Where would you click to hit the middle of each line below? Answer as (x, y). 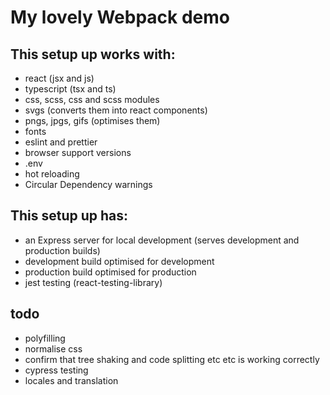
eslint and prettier (61, 142)
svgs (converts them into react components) (116, 110)
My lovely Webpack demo (120, 17)
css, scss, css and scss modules (92, 99)
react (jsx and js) (59, 78)
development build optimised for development (119, 261)
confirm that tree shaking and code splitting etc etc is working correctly (172, 359)
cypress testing (56, 370)
